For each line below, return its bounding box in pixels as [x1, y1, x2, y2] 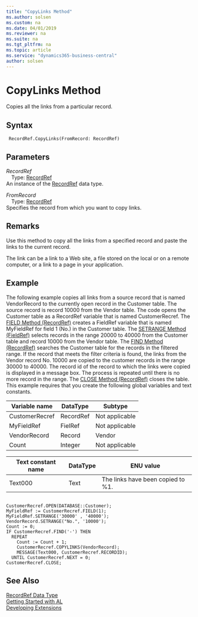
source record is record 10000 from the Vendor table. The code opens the [6, 306, 186, 313]
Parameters [6, 152, 50, 162]
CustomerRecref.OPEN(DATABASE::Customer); [6, 503, 112, 509]
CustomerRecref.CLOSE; [6, 560, 62, 566]
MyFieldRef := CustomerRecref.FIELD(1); [6, 508, 107, 514]
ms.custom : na [6, 20, 41, 25]
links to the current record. [6, 243, 71, 250]
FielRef [60, 421, 80, 430]
